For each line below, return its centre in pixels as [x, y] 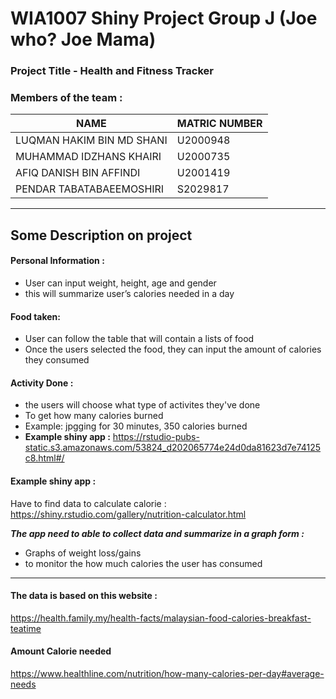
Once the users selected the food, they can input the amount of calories [173, 349]
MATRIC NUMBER [219, 124]
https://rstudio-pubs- [156, 437]
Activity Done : [42, 383]
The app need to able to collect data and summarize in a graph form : [157, 533]
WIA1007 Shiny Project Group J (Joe [164, 18]
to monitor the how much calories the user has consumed [143, 563]
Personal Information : [57, 261]
